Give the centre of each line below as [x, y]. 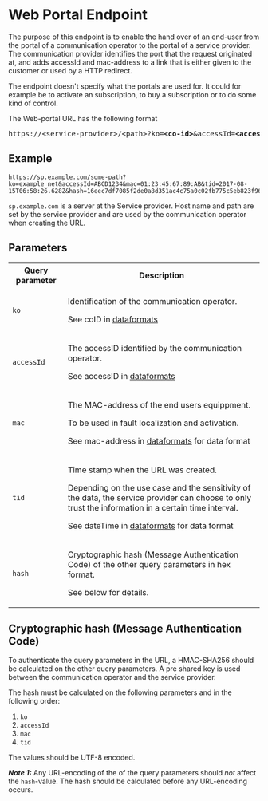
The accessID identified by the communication [155, 348]
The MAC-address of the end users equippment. [159, 404]
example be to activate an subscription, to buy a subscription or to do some [132, 94]
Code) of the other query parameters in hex [149, 564]
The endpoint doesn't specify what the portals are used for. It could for [125, 86]
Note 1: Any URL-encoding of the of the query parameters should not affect [132, 773]
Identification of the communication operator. [152, 301]
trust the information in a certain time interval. [153, 507]
